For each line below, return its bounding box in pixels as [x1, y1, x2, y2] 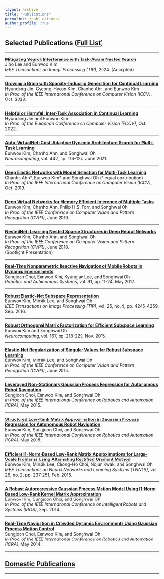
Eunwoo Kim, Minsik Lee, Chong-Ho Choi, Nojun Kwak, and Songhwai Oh [5, 461, 153, 467]
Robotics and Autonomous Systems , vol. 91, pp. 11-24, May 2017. [5, 279, 135, 285]
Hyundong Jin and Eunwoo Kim [5, 116, 69, 121]
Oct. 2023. [5, 96, 27, 102]
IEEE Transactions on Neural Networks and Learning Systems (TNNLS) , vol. [5, 467, 158, 473]
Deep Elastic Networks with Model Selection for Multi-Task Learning [5, 169, 146, 176]
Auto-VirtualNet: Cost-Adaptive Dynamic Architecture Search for [5, 140, 141, 146]
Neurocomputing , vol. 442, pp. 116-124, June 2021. [5, 156, 108, 161]
